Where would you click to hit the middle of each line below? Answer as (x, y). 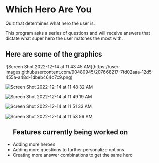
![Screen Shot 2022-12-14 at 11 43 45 (44, 66)
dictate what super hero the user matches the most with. (64, 38)
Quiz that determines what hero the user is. (50, 23)
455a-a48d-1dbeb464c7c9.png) (39, 77)
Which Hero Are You (48, 9)
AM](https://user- (102, 66)
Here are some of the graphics (54, 54)
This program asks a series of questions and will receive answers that (78, 33)
